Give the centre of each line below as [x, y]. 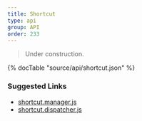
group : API [24, 27]
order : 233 [24, 34]
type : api [22, 21]
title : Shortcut [31, 14]
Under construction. [54, 54]
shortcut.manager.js [47, 102]
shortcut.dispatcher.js [50, 109]
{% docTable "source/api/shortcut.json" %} [71, 68]
